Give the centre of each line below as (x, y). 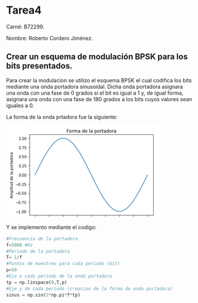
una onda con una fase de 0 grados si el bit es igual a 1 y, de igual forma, (95, 93)
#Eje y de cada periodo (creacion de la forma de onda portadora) (90, 289)
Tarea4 (24, 10)
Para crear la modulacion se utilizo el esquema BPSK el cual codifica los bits (99, 80)
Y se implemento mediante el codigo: (51, 227)
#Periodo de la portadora (38, 251)
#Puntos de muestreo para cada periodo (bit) (63, 264)
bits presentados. (39, 66)
